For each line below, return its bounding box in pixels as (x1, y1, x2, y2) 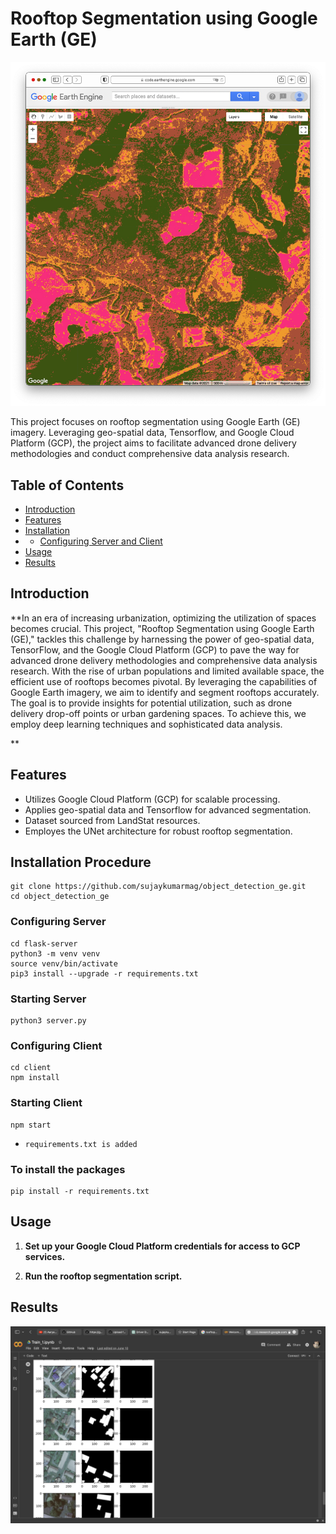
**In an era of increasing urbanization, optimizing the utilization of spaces (10, 612, 317, 624)
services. (24, 1250, 66, 1262)
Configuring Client (10, 1038, 103, 1052)
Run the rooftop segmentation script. (24, 1270, 183, 1282)
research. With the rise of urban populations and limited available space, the (10, 665, 325, 677)
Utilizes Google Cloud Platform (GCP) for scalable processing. (24, 793, 281, 805)
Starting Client (10, 1096, 83, 1110)
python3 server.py (10, 1015, 87, 1026)
